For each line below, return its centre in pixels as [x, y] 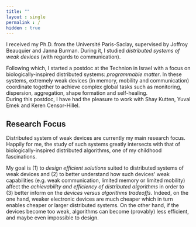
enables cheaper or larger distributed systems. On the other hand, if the [93, 205]
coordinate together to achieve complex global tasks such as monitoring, [94, 87]
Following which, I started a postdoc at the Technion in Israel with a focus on [98, 68]
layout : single [26, 17]
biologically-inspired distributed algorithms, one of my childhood [84, 150]
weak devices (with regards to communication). [63, 57]
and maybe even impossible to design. [53, 218]
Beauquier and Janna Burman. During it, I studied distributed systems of [93, 51]
